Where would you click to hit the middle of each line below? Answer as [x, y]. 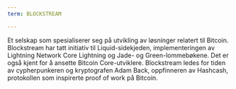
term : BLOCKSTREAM [34, 14]
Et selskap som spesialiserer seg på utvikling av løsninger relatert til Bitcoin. [118, 40]
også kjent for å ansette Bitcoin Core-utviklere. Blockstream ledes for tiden [117, 63]
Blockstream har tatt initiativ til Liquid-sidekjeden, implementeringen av [111, 47]
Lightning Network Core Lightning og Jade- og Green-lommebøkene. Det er [118, 55]
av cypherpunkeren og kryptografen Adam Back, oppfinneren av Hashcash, [118, 70]
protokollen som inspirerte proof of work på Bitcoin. [83, 78]
